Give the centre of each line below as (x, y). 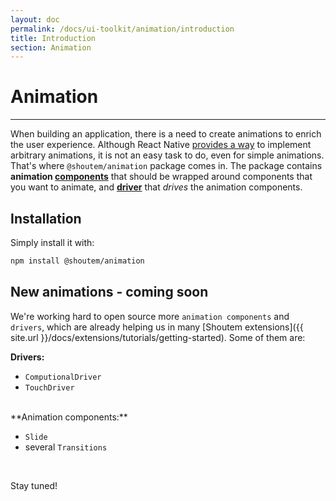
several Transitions (66, 447)
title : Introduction (53, 38)
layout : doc (35, 19)
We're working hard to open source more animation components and (150, 316)
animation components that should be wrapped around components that (161, 177)
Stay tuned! (34, 485)
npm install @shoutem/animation (77, 261)
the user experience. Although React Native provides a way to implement (161, 145)
